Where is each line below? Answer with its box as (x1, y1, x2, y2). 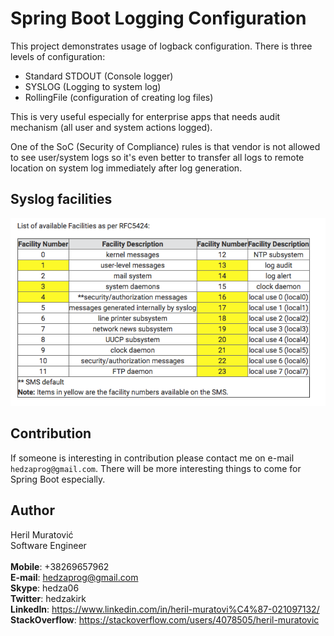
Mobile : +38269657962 (10, 560, 110, 572)
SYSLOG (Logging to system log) (24, 80, 162, 92)
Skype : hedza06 (10, 582, 80, 594)
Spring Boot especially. (10, 473, 106, 485)
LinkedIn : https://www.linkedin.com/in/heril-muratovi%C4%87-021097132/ (10, 603, 320, 615)
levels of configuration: (10, 50, 106, 62)
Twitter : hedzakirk (10, 592, 87, 604)
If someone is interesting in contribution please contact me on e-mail (10, 452, 295, 464)
